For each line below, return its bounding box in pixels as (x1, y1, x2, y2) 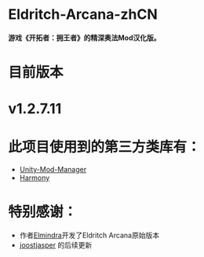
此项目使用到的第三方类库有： (8, 138, 202, 156)
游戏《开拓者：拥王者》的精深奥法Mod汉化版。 (8, 33, 161, 42)
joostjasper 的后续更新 (19, 240, 93, 250)
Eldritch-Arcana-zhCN (8, 6, 158, 24)
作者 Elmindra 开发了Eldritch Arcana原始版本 (19, 230, 159, 240)
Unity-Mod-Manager (19, 165, 87, 174)
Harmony (19, 173, 50, 182)
